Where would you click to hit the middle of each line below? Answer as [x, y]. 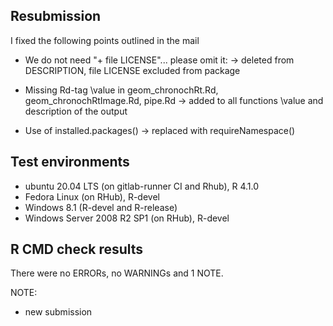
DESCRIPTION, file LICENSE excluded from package [132, 70]
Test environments [70, 162]
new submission [58, 312]
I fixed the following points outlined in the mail [105, 40]
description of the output [76, 111]
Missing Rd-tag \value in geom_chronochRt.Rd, [121, 90]
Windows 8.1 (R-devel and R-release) [101, 207]
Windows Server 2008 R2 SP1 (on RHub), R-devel [127, 218]
